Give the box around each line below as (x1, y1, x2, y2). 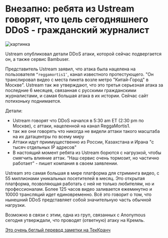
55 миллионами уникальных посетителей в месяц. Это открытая (5, 175, 145, 181)
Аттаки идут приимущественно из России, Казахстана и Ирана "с (12, 139, 154, 145)
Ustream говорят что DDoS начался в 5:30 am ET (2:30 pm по (12, 117, 144, 123)
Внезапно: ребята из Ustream (5, 3, 134, 15)
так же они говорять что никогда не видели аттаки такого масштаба (12, 128, 160, 134)
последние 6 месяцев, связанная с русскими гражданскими (5, 87, 137, 93)
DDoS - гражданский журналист (5, 25, 149, 36)
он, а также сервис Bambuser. (5, 56, 70, 62)
